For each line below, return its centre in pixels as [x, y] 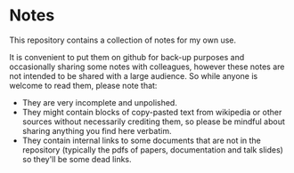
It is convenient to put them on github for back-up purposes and [127, 57]
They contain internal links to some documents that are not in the [141, 140]
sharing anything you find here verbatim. [97, 130]
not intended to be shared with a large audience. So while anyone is [134, 75]
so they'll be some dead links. [77, 159]
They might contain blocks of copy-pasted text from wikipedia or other [152, 112]
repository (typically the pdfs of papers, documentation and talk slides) [152, 149]
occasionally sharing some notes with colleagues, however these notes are [147, 67]
